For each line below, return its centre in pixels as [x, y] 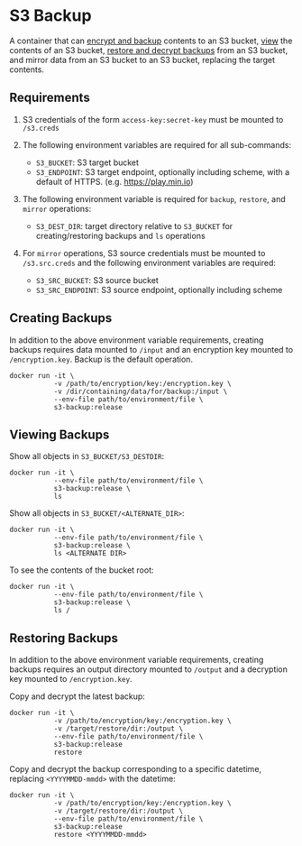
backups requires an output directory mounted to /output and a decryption [149, 669]
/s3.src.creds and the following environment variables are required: [149, 262]
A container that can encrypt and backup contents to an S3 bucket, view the [151, 41]
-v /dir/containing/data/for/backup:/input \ [141, 391]
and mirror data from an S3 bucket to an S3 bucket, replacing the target [142, 60]
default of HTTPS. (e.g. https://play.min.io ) [114, 181]
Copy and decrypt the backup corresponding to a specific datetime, [136, 769]
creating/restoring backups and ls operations [120, 235]
